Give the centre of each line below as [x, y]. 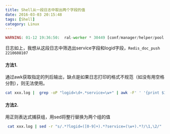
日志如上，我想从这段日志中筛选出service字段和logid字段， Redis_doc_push [83, 48]
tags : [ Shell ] [20, 19]
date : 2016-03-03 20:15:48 [34, 15]
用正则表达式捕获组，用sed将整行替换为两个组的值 [58, 117]
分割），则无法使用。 [26, 83]
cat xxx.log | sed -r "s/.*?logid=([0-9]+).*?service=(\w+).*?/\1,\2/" [84, 126]
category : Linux [22, 24]
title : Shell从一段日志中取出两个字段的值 [45, 10]
